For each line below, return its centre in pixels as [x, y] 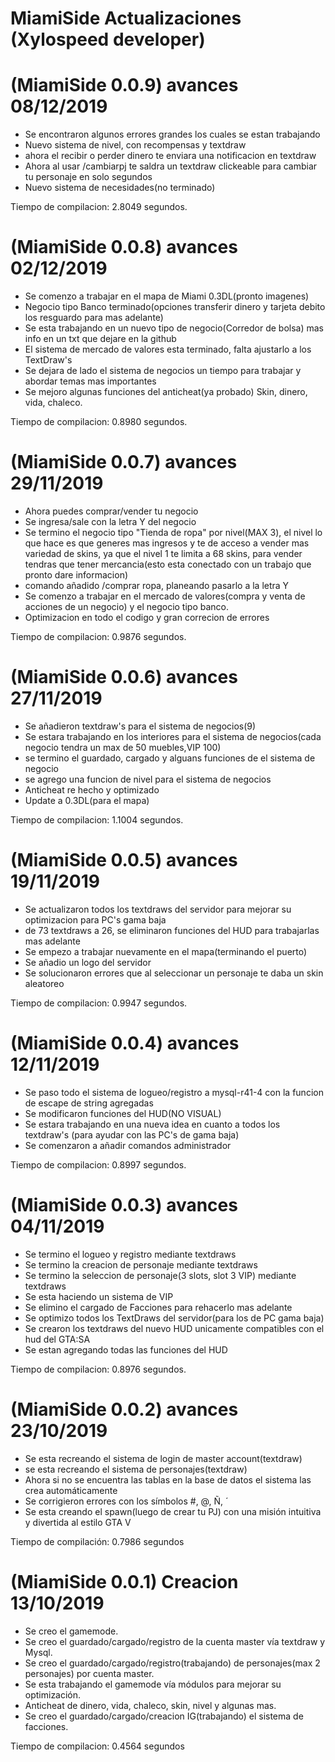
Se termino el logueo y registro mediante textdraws [130, 1254]
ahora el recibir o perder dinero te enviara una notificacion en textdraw [170, 156]
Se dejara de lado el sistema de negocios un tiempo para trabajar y [163, 371]
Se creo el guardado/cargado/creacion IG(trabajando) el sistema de [164, 1716]
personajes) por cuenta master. [89, 1673]
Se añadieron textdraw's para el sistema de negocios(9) [140, 726]
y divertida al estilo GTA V [78, 1522]
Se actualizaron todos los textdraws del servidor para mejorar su [158, 909]
